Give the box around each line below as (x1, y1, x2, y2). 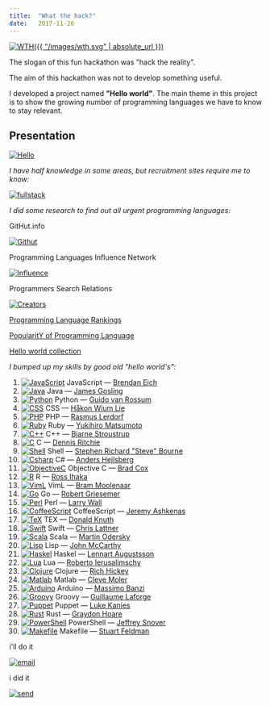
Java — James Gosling (47, 386, 123, 396)
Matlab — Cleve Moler (53, 574, 128, 585)
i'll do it (9, 642, 34, 652)
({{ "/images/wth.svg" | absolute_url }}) (34, 41, 164, 51)
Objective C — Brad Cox (68, 463, 148, 473)
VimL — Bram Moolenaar (48, 481, 131, 491)
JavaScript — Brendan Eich (66, 378, 158, 387)
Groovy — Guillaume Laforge (55, 592, 152, 602)
